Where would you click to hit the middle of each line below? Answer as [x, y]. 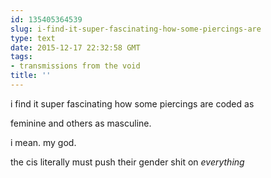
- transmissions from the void [75, 66]
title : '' [31, 76]
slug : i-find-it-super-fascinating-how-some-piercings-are [136, 29]
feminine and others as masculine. [81, 123]
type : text [33, 38]
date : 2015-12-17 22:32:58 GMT [75, 47]
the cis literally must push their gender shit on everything [127, 162]
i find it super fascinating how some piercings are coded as [132, 103]
